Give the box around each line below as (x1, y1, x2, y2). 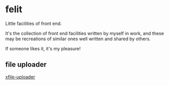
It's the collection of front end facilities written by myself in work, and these (5, 30, 164, 36)
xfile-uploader (5, 74, 36, 80)
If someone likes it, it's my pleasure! (5, 45, 81, 51)
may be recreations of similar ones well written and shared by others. (5, 36, 151, 42)
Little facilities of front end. (5, 20, 62, 26)
